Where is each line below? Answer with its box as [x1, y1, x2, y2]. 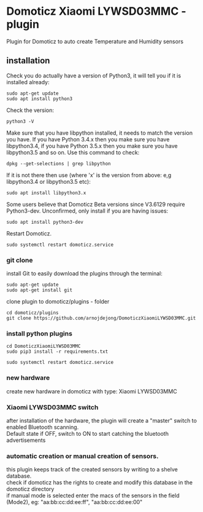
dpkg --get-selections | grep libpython [6, 160, 112, 167]
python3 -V [6, 118, 34, 124]
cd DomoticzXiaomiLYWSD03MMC [6, 343, 81, 350]
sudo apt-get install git [6, 287, 72, 293]
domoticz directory [6, 486, 55, 493]
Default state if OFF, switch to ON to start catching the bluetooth [6, 430, 169, 437]
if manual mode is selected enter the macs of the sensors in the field [6, 492, 180, 499]
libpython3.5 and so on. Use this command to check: [6, 149, 140, 156]
